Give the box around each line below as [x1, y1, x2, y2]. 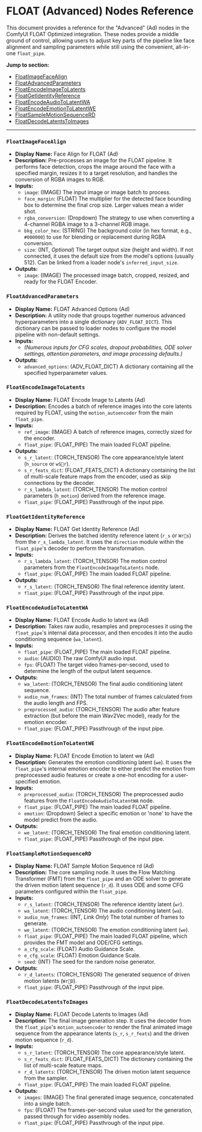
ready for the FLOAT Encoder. [23, 278, 98, 285]
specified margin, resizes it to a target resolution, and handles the [14, 169, 178, 177]
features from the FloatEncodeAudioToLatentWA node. [23, 797, 155, 804]
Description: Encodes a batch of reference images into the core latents [14, 403, 192, 410]
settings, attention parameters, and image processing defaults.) [23, 350, 183, 357]
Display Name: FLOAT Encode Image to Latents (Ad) [14, 396, 145, 403]
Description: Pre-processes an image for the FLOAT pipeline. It [14, 157, 173, 164]
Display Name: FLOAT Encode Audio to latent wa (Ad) [14, 616, 149, 624]
